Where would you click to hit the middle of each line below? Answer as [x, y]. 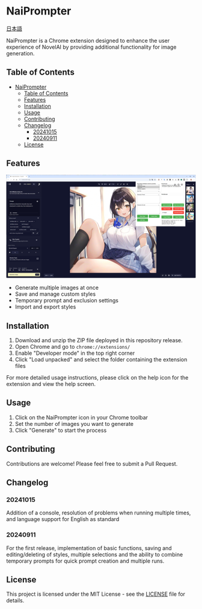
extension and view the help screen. [51, 384]
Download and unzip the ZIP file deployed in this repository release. [99, 340]
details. [15, 601]
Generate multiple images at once [57, 288]
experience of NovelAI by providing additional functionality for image [91, 47]
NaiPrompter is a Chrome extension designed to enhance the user [88, 40]
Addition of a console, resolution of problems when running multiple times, [99, 513]
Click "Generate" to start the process [61, 430]
